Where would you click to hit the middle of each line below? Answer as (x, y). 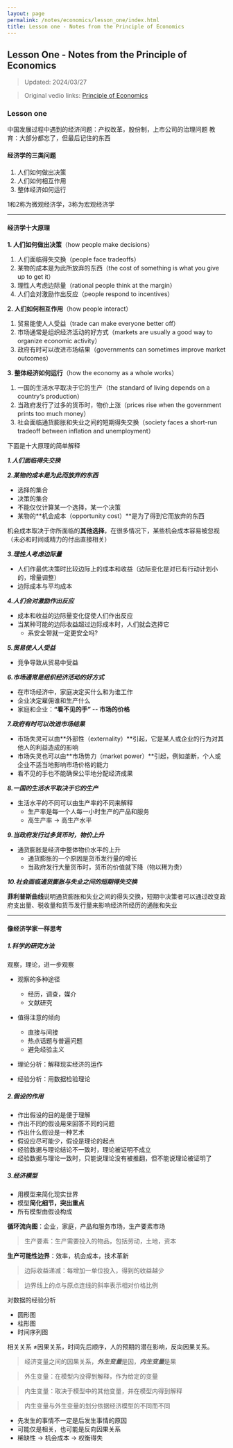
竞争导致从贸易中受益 (48, 662)
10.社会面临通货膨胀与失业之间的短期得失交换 (72, 881)
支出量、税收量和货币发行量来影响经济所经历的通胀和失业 (95, 905)
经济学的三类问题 (32, 155)
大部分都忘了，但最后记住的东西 (65, 138)
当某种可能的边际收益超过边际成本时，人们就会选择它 (93, 624)
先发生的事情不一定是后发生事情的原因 (72, 1421)
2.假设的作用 (25, 1096)
